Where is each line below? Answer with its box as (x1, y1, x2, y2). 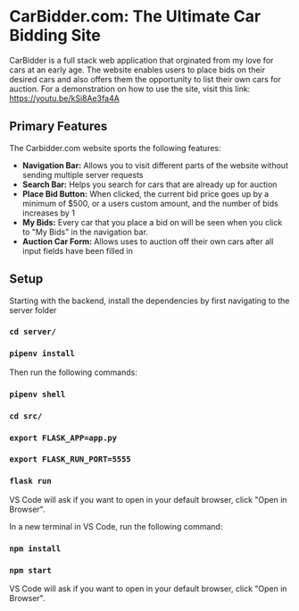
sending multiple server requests (21, 169, 144, 180)
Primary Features (9, 119, 108, 134)
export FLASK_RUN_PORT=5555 (9, 454, 131, 464)
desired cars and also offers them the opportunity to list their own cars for (9, 73, 281, 84)
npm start (9, 565, 52, 575)
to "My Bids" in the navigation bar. (21, 226, 149, 237)
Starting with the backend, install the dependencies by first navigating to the (9, 295, 290, 306)
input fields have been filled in (21, 245, 134, 256)
